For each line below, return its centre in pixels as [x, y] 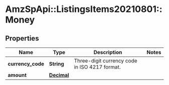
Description [108, 52]
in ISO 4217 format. [97, 67]
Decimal [59, 75]
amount [17, 75]
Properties [22, 38]
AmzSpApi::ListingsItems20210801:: [84, 9]
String [57, 64]
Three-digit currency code [105, 61]
